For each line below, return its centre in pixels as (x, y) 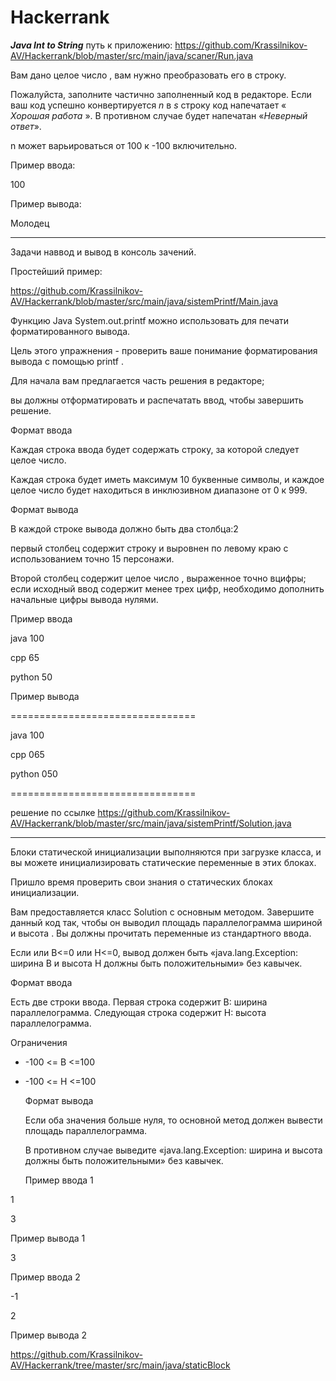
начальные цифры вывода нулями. (84, 599)
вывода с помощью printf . (67, 361)
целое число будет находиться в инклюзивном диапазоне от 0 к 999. (159, 490)
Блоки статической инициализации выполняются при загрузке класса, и (166, 852)
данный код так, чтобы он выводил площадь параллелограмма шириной (166, 922)
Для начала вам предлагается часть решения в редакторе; (137, 380)
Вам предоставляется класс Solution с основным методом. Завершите (162, 912)
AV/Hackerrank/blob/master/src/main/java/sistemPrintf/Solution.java (151, 823)
